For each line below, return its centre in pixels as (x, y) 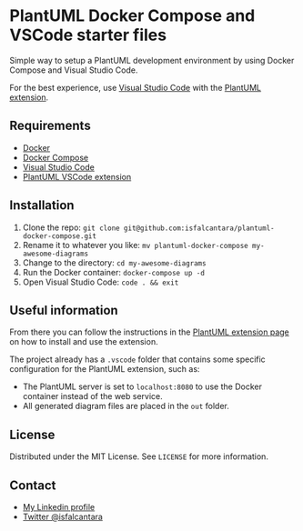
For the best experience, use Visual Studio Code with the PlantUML (136, 87)
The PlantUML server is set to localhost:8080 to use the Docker (142, 386)
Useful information (64, 310)
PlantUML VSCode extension (77, 176)
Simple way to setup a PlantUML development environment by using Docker (152, 60)
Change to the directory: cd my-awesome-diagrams (114, 262)
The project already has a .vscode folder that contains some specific (137, 359)
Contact (33, 485)
